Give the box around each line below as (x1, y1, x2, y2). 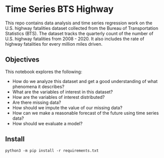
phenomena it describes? (12, 83, 65, 89)
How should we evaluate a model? (12, 120, 83, 126)
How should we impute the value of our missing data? (12, 104, 123, 110)
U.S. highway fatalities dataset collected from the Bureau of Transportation (5, 25, 159, 31)
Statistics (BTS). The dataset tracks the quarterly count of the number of (5, 30, 154, 36)
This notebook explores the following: (5, 69, 82, 75)
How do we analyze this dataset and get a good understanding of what (12, 78, 158, 84)
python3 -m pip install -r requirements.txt (5, 148, 99, 153)
